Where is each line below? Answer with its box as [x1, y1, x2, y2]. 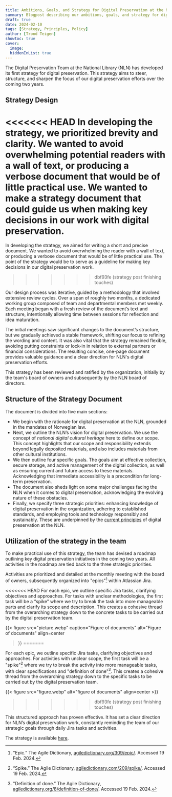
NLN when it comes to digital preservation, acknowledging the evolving [12, 489, 164, 495]
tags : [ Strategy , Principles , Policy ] [5, 27, 88, 32]
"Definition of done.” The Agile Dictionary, [12, 781, 101, 787]
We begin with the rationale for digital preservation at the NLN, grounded [12, 419, 167, 425]
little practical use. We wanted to [5, 182, 148, 193]
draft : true [5, 17, 31, 22]
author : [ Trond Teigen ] [5, 31, 56, 36]
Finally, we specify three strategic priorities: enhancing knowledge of [12, 500, 159, 506]
